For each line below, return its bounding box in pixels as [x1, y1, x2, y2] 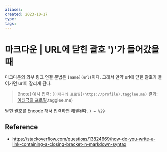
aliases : [5, 7, 23, 12]
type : [5, 16, 16, 21]
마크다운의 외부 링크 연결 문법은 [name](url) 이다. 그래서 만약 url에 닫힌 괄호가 [5, 74, 157, 80]
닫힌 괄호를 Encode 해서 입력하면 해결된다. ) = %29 [5, 108, 105, 114]
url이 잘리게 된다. [18, 80, 52, 86]
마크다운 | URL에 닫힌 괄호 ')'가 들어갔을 [5, 44, 160, 55]
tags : [5, 21, 16, 26]
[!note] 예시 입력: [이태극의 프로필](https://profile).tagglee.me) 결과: [17, 91, 158, 97]
